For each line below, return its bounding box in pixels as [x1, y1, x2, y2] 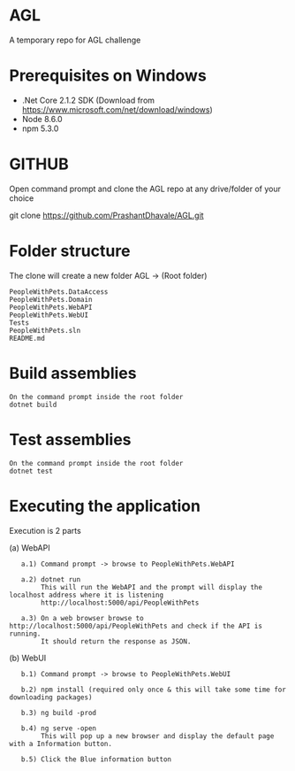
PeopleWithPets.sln [9, 326, 81, 335]
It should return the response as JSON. [41, 636, 192, 646]
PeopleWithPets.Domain [9, 295, 93, 304]
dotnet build [9, 400, 57, 409]
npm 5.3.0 [21, 123, 59, 134]
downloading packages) [9, 692, 93, 702]
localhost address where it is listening [9, 590, 164, 599]
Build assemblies [9, 363, 137, 383]
